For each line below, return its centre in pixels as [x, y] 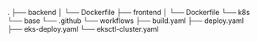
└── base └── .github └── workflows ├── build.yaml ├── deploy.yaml [126, 21]
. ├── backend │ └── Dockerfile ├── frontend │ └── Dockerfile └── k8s [129, 12]
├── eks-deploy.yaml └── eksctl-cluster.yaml [83, 29]
